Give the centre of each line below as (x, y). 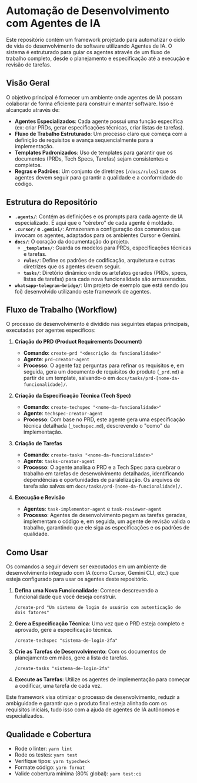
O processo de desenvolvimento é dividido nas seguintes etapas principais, (98, 324)
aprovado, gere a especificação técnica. (64, 630)
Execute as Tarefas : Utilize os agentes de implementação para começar (102, 679)
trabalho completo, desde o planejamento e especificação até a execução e (98, 58)
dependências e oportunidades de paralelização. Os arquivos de (102, 480)
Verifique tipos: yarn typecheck (52, 761)
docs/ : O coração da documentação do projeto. (72, 241)
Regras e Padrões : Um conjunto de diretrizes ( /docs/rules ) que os (95, 171)
